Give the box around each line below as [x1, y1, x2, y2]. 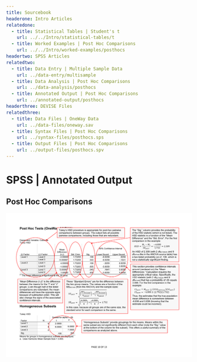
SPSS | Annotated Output [6, 174, 133, 187]
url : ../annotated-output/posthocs [17, 97, 104, 103]
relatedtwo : [6, 59, 35, 65]
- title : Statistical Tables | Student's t [11, 28, 120, 34]
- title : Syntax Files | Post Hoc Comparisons [11, 128, 128, 134]
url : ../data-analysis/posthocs [17, 85, 96, 91]
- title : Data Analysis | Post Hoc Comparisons [11, 78, 131, 84]
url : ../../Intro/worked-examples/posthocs [17, 47, 126, 53]
